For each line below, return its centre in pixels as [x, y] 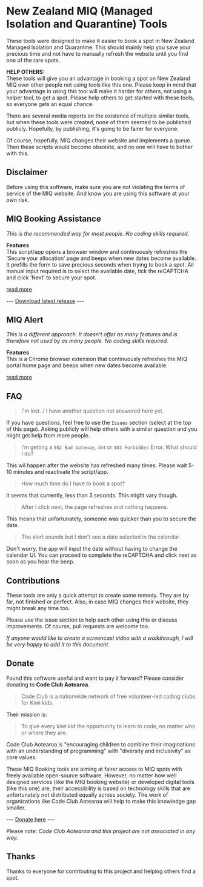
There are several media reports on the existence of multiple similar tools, [98, 116]
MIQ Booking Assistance [54, 219]
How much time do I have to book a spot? [73, 483]
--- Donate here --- [31, 819]
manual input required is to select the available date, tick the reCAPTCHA [98, 271]
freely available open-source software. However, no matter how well [92, 775]
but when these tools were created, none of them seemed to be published [99, 122]
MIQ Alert [25, 320]
